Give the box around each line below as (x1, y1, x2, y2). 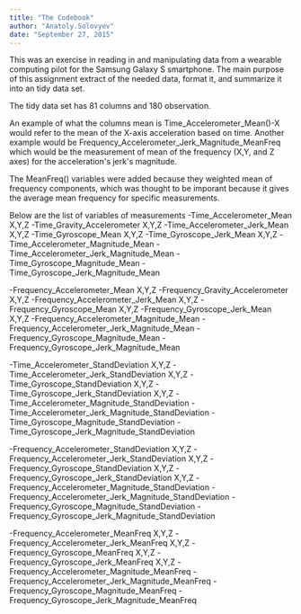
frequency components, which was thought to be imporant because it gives (9, 183, 289, 194)
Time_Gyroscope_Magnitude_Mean (9, 258, 141, 269)
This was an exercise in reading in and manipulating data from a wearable (9, 55, 282, 66)
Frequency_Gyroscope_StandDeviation (9, 463, 153, 474)
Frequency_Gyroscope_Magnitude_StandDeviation (9, 501, 196, 512)
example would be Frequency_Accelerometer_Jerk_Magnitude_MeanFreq (9, 137, 281, 148)
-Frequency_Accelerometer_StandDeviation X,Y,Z (9, 444, 192, 455)
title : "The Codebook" (9, 13, 94, 22)
